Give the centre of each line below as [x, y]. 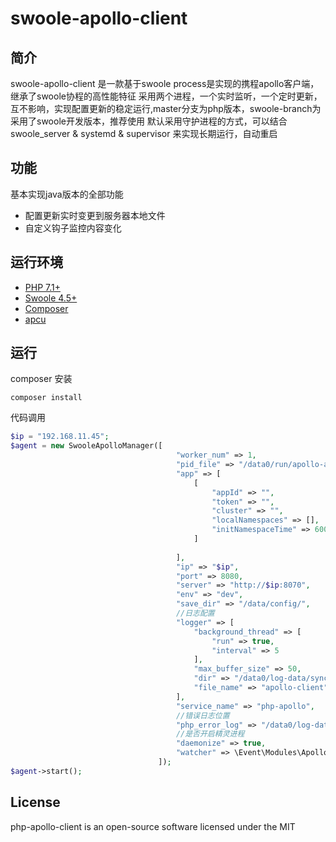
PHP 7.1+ [42, 287]
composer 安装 [41, 379]
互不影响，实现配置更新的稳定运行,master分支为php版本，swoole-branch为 [166, 108]
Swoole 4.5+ [51, 298]
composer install [46, 398]
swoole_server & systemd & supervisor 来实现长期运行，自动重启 [144, 133]
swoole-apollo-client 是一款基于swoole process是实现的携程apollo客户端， [165, 83]
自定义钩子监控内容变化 [73, 228]
